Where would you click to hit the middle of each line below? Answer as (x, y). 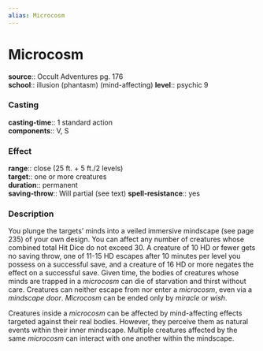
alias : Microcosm (37, 15)
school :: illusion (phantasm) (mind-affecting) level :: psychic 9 (108, 84)
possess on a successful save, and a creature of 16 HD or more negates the (131, 264)
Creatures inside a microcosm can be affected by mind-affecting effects (125, 313)
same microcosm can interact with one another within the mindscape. (121, 338)
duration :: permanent (43, 185)
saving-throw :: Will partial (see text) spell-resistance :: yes (104, 193)
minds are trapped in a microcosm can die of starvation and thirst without (127, 282)
